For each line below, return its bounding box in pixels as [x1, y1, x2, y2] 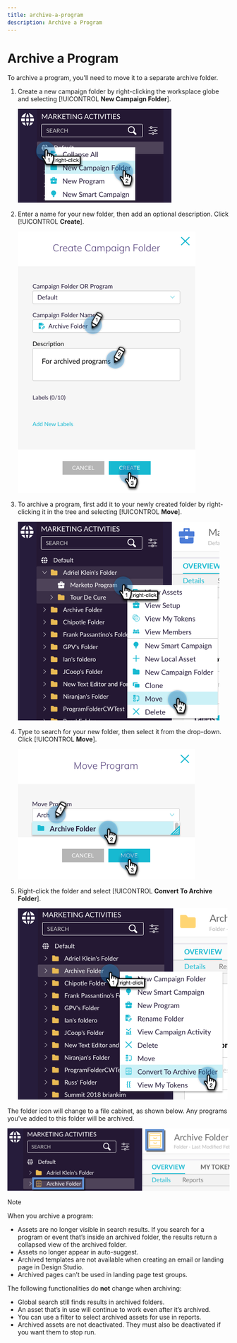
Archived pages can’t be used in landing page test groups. [17, 1270, 188, 1279]
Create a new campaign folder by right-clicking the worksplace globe [17, 87, 219, 96]
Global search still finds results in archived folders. [17, 1298, 165, 1306]
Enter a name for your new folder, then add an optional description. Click [17, 210, 229, 219]
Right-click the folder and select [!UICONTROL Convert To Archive [17, 887, 213, 896]
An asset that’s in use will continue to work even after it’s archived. [17, 1305, 211, 1313]
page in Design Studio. [17, 1262, 84, 1271]
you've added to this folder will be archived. [7, 1114, 135, 1123]
